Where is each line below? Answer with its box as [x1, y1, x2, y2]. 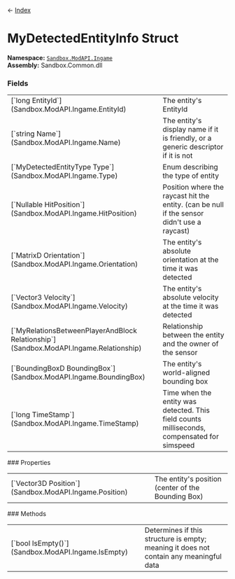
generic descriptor [162, 142, 224, 152]
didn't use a [162, 217, 201, 227]
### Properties [7, 459, 51, 467]
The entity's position [154, 474, 222, 484]
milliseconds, [162, 423, 206, 433]
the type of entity [162, 171, 219, 181]
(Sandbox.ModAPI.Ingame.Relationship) [10, 343, 142, 353]
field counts [162, 414, 201, 424]
